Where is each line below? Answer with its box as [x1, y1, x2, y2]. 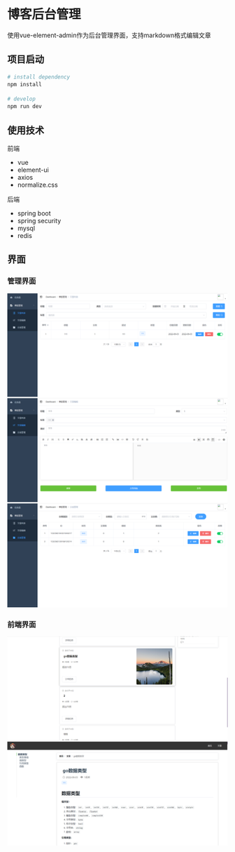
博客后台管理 [7, 6, 82, 22]
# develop [7, 95, 36, 102]
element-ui [17, 166, 49, 174]
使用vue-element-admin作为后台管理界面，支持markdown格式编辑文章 [7, 31, 211, 39]
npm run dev [7, 103, 42, 110]
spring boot [17, 208, 51, 218]
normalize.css [17, 180, 58, 189]
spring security [17, 216, 62, 225]
